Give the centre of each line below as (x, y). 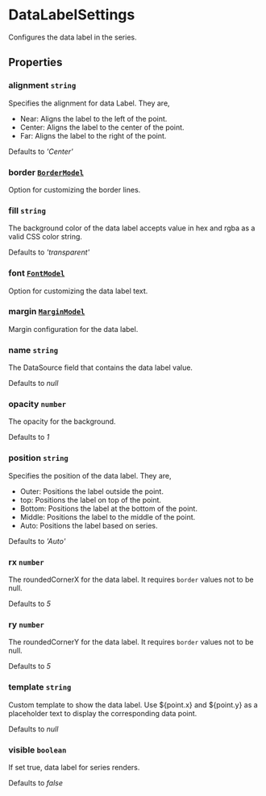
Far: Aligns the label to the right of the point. (93, 135)
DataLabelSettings (72, 15)
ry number (26, 624)
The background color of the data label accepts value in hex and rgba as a (132, 228)
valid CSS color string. (46, 237)
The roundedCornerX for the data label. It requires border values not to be (131, 579)
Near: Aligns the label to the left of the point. (94, 118)
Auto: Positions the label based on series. (89, 525)
